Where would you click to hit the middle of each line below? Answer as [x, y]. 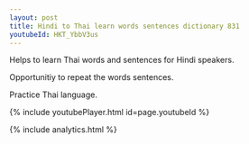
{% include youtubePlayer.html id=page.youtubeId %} [110, 112]
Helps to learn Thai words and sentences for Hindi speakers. [122, 60]
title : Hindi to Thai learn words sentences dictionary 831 [125, 26]
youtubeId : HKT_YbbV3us [54, 34]
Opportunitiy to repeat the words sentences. [92, 77]
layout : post [34, 18]
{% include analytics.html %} [63, 130]
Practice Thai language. [53, 94]
